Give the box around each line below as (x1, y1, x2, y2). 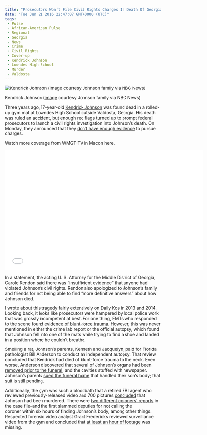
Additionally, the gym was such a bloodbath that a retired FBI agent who (5, 387, 152, 393)
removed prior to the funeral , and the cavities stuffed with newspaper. (5, 367, 147, 373)
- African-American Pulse (7, 26, 61, 31)
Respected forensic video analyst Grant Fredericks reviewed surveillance (5, 413, 154, 419)
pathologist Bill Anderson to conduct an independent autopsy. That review (5, 351, 156, 357)
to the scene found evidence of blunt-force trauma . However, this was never (5, 321, 161, 327)
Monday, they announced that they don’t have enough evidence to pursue (5, 125, 156, 131)
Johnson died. (5, 295, 35, 302)
